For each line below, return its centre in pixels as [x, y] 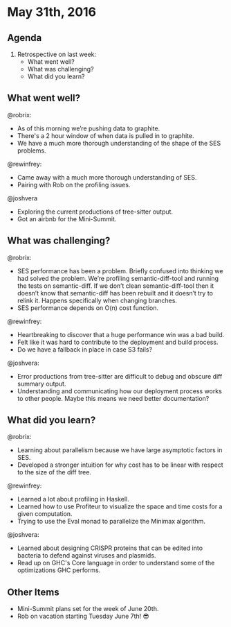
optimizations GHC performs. [59, 570]
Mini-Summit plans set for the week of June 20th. [88, 609]
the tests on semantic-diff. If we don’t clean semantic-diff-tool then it [115, 286]
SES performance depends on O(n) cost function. [88, 308]
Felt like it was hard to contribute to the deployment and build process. [118, 342]
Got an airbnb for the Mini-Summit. [67, 218]
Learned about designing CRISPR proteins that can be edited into [110, 548]
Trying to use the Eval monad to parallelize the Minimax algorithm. [111, 522]
